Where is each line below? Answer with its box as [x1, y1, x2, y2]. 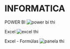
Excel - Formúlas [4, 38, 39, 44]
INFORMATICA [4, 3, 66, 14]
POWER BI [4, 19, 25, 25]
